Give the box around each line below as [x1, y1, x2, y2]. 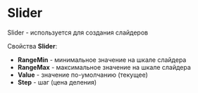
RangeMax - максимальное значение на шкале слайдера [17, 63, 192, 71]
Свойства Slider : [7, 42, 58, 50]
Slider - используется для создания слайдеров [7, 28, 149, 37]
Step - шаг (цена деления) [17, 77, 97, 86]
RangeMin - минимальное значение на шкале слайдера [17, 55, 187, 64]
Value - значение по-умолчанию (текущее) [17, 70, 148, 79]
